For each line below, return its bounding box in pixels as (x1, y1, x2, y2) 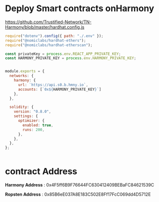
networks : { (9, 73, 34, 78)
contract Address (5, 166, 78, 177)
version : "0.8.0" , (14, 109, 51, 114)
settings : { (14, 114, 38, 119)
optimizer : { (18, 118, 45, 123)
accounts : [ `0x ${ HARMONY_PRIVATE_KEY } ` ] (18, 87, 101, 92)
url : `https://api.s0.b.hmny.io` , (18, 82, 89, 87)
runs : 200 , (22, 127, 45, 132)
